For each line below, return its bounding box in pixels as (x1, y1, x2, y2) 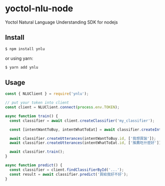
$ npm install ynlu (5, 46, 45, 52)
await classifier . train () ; (9, 149, 65, 155)
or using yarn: (5, 55, 33, 61)
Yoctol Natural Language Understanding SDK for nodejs (5, 19, 118, 25)
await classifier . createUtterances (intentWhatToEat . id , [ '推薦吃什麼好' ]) (9, 140, 162, 145)
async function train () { (5, 113, 58, 118)
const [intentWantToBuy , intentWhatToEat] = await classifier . (9, 127, 141, 132)
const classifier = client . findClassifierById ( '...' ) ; (9, 167, 124, 172)
